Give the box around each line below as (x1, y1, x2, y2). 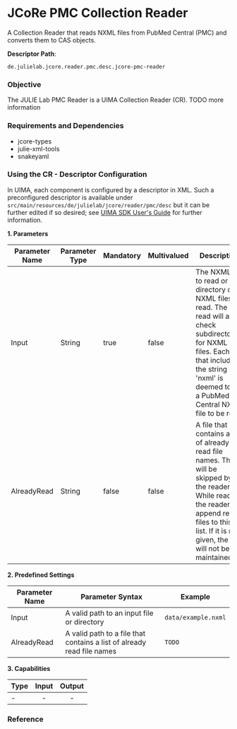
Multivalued (147, 250, 189, 260)
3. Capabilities (7, 664, 51, 672)
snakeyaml (17, 152, 49, 161)
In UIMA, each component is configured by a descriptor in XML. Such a (7, 185, 214, 194)
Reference (7, 714, 44, 724)
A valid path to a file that (65, 628, 146, 638)
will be (195, 464, 217, 474)
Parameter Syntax (80, 592, 142, 602)
